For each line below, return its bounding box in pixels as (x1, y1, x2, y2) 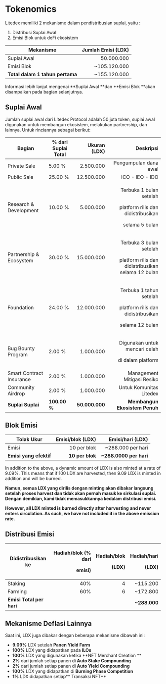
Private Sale (7, 162, 36, 169)
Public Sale (7, 173, 34, 180)
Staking (7, 580, 26, 587)
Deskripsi (135, 145, 159, 151)
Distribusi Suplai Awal (12, 29, 57, 35)
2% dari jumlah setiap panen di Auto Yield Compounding (12, 663, 130, 669)
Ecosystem (7, 257, 34, 264)
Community (7, 384, 35, 391)
